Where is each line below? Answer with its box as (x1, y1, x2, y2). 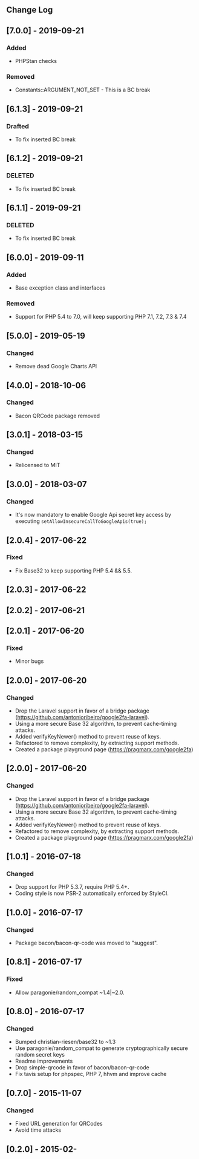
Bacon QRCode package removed (15, 412, 100, 419)
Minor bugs (15, 657, 44, 665)
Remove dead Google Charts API (15, 363, 97, 370)
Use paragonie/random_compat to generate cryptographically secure (15, 1044, 189, 1052)
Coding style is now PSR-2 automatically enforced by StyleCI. (15, 890, 169, 897)
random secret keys (15, 1051, 65, 1058)
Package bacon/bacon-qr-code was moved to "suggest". (15, 939, 158, 947)
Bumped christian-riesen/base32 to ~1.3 (15, 1038, 116, 1046)
